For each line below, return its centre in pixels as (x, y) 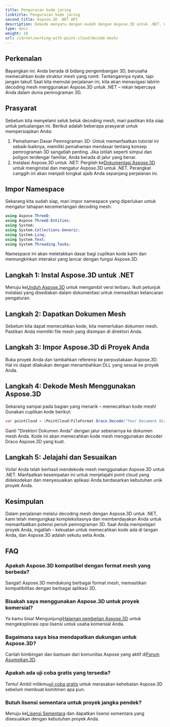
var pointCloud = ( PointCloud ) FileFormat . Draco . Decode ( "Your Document (81, 421)
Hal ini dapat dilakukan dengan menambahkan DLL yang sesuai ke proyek (82, 365)
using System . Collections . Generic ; (43, 230)
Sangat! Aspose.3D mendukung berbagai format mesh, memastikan (76, 583)
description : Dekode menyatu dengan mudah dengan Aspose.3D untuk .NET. (83, 24)
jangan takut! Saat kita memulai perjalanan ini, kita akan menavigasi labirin (82, 81)
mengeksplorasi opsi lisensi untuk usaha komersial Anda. (65, 624)
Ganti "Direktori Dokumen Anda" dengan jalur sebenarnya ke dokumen (79, 431)
